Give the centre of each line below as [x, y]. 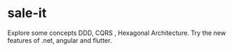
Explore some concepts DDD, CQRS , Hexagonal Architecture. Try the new [117, 33]
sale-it [27, 13]
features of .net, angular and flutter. [60, 40]
